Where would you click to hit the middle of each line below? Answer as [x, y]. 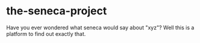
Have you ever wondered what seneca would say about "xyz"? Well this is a [100, 27]
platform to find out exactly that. [46, 33]
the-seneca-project [57, 11]
